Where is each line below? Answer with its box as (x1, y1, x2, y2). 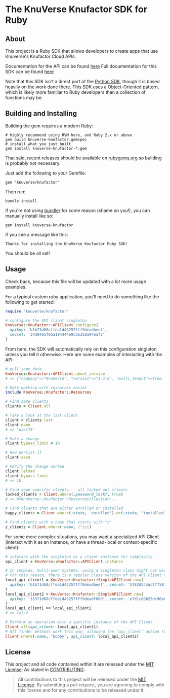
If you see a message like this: (5, 231, 68, 237)
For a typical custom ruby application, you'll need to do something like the (5, 293, 159, 300)
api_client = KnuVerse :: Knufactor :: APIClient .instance (5, 559, 123, 564)
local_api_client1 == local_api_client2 (5, 606, 92, 611)
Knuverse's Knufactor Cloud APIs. (5, 53, 76, 59)
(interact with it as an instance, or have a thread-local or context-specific (5, 539, 158, 545)
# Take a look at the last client (5, 413, 78, 418)
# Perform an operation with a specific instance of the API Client (5, 620, 153, 625)
